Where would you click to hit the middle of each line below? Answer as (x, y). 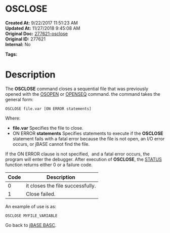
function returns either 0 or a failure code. (49, 165)
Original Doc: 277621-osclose (37, 33)
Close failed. (41, 194)
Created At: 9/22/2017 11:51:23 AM (42, 23)
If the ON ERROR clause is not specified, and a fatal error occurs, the (78, 154)
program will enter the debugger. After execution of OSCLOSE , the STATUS (83, 159)
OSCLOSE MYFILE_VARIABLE (31, 216)
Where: (13, 118)
